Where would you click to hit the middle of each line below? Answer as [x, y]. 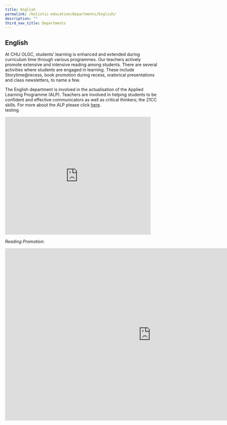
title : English [20, 9]
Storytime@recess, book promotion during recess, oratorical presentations [80, 75]
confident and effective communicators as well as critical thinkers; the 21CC [81, 100]
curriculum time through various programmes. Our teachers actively [73, 60]
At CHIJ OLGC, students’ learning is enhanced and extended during [73, 54]
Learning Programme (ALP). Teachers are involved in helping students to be [81, 94]
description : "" [21, 18]
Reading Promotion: [25, 242]
